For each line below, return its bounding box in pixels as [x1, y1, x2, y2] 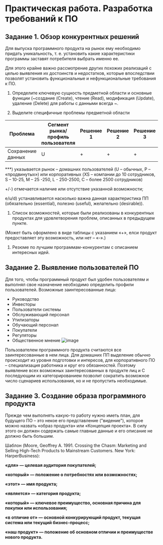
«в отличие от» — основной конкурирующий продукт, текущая [5, 514, 141, 520]
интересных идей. [12, 250, 50, 255]
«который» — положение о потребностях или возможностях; [5, 472, 137, 477]
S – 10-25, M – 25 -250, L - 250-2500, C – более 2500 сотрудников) [5, 177, 143, 182]
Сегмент [48, 121, 69, 128]
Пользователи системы [12, 307, 62, 312]
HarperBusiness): [5, 453, 40, 459]
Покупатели [12, 327, 37, 333]
